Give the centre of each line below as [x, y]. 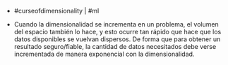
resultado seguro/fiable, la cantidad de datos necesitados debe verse [115, 46]
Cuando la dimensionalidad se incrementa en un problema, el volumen [116, 24]
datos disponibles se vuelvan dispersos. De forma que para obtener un [117, 39]
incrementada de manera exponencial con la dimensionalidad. [104, 54]
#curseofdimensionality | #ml [56, 11]
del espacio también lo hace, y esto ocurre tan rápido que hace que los [118, 32]
